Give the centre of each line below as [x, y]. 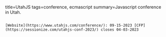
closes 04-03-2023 [120, 30]
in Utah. [13, 12]
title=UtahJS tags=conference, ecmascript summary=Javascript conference [83, 7]
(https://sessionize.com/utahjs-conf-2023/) [52, 30]
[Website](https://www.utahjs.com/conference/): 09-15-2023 [69, 25]
